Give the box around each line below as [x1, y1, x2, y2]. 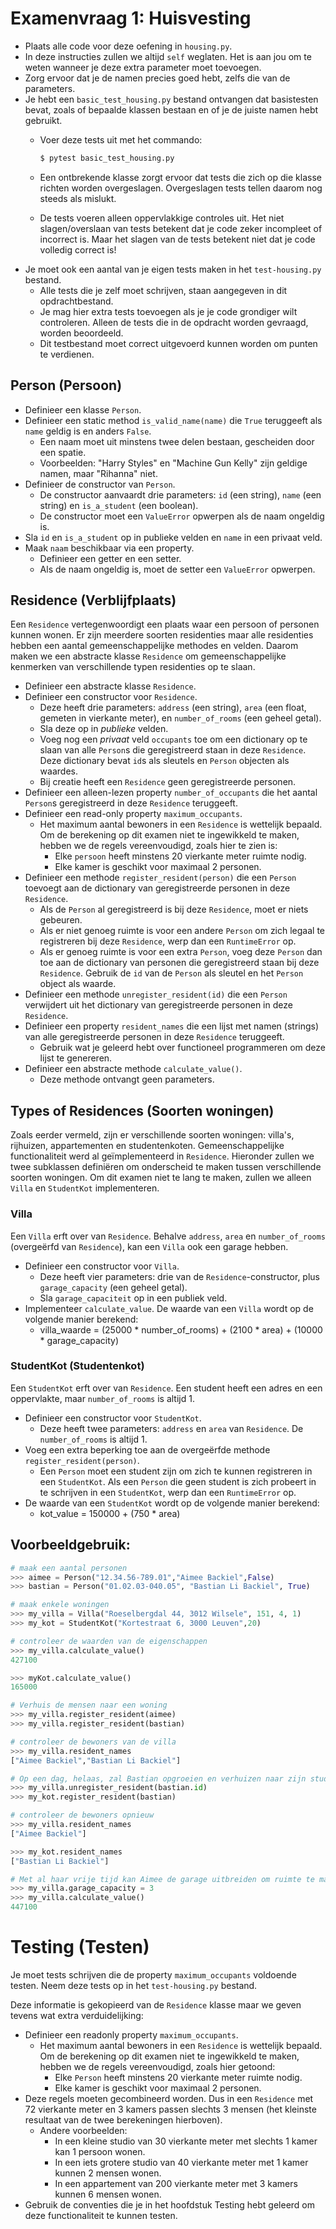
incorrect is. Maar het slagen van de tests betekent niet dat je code [39, 233, 316, 245]
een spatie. [39, 446, 87, 458]
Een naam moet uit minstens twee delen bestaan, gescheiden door [39, 435, 315, 447]
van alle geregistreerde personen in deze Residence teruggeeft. [24, 1031, 285, 1043]
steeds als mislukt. [39, 192, 117, 204]
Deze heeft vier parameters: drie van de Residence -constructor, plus [39, 1270, 321, 1282]
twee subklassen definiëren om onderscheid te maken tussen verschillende [10, 1161, 322, 1173]
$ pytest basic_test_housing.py [39, 153, 175, 163]
